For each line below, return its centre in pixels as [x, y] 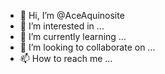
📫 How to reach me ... [66, 58]
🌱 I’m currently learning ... [73, 36]
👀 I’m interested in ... [62, 26]
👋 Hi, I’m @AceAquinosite [72, 15]
